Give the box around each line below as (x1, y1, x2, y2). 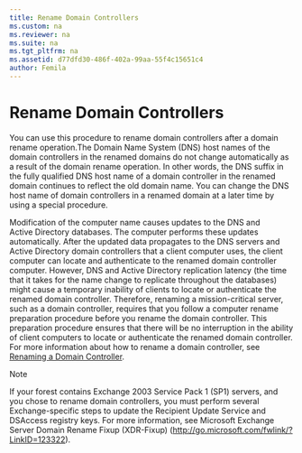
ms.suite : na (9, 38, 59, 48)
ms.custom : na (9, 22, 63, 31)
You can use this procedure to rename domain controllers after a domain (9, 132, 279, 143)
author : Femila (9, 64, 67, 73)
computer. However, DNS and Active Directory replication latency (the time (9, 264, 287, 275)
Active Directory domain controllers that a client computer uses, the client (9, 245, 284, 256)
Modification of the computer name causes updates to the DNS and (9, 217, 261, 227)
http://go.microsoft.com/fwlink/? (172, 424, 293, 435)
